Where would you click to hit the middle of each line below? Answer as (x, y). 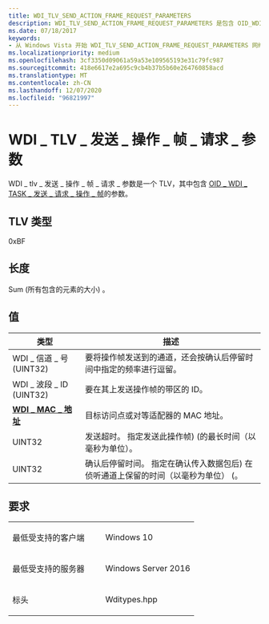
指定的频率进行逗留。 (141, 369)
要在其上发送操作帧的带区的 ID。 (147, 389)
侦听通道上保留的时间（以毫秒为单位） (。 (164, 476)
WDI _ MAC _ (37, 409)
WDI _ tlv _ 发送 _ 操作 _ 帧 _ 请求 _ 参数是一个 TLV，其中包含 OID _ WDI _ (128, 184)
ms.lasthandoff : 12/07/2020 (55, 90)
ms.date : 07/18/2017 (43, 30)
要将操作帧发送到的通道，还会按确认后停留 (165, 357)
